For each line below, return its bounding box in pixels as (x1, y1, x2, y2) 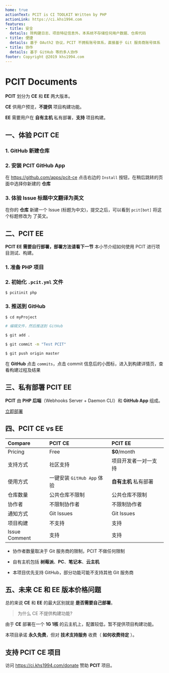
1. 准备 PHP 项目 (5, 263, 44, 271)
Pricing (8, 448, 25, 455)
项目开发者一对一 (111, 457, 152, 464)
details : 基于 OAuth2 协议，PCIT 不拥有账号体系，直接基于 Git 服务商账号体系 (10, 40, 161, 45)
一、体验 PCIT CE (5, 130, 59, 139)
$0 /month (111, 448, 135, 455)
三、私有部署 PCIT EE (5, 383, 72, 392)
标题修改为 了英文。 (9, 213, 51, 219)
